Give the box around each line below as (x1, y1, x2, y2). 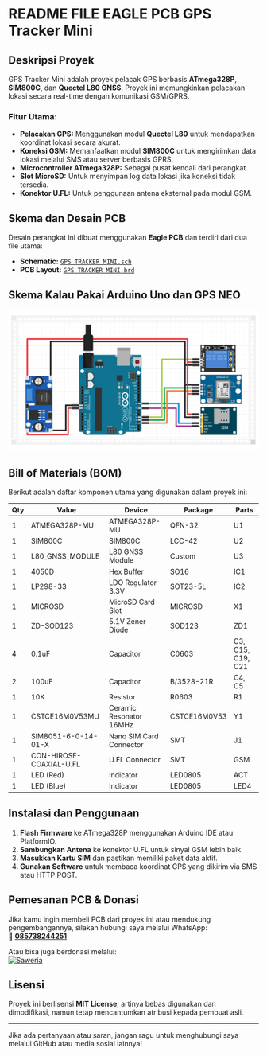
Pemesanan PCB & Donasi (8, 893, 139, 907)
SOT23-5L (169, 582, 207, 591)
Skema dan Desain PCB (8, 212, 126, 225)
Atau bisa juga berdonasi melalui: (8, 946, 117, 956)
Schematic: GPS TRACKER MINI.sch (19, 256, 133, 267)
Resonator (108, 711, 143, 721)
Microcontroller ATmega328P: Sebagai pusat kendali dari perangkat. (19, 163, 248, 173)
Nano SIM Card (108, 731, 159, 741)
